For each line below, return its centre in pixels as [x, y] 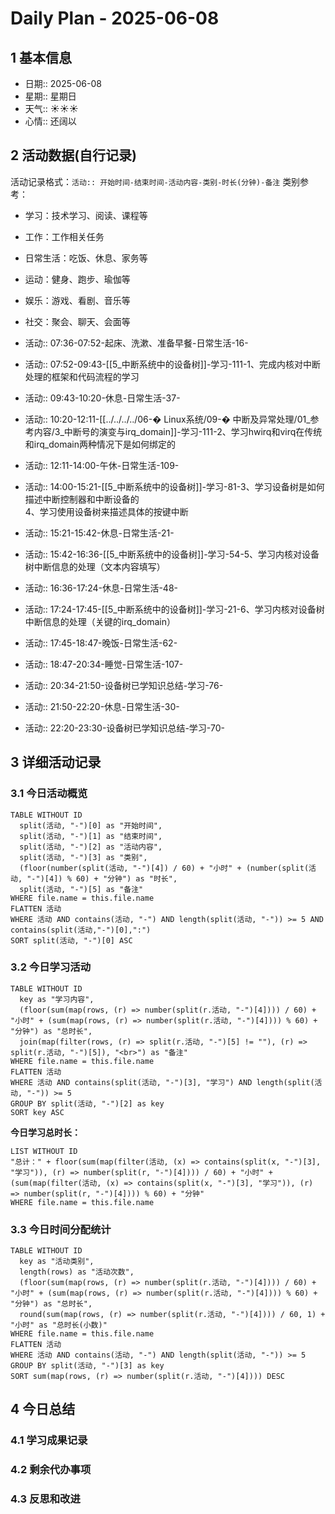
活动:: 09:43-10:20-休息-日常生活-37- [102, 398]
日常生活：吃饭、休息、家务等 [86, 258]
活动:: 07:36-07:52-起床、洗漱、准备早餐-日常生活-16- [136, 343]
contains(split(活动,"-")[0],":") [81, 930]
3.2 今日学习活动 [51, 967]
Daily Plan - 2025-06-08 [115, 18]
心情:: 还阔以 [50, 121]
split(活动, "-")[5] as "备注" [81, 889]
